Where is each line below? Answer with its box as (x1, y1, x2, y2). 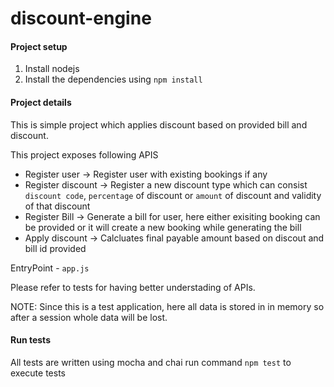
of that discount (24, 200, 91, 212)
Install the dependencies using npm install (24, 73, 203, 86)
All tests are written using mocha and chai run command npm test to (10, 356, 292, 368)
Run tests (10, 334, 51, 346)
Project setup (10, 40, 68, 52)
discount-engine (10, 7, 152, 30)
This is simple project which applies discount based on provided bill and (10, 118, 308, 131)
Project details (10, 96, 72, 108)
